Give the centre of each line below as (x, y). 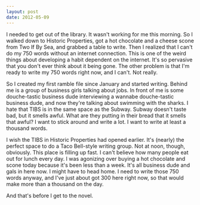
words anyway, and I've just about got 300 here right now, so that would (95, 178)
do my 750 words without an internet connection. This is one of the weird (96, 53)
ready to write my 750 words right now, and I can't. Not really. (82, 72)
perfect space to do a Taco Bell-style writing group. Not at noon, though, (96, 146)
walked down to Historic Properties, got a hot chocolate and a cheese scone (100, 41)
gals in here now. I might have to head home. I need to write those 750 (93, 171)
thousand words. (27, 128)
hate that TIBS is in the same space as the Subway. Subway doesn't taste (96, 109)
